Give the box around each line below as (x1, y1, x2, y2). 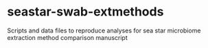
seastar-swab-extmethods (7, 4, 164, 20)
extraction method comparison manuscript (7, 33, 128, 41)
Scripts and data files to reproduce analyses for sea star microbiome (7, 26, 201, 34)
